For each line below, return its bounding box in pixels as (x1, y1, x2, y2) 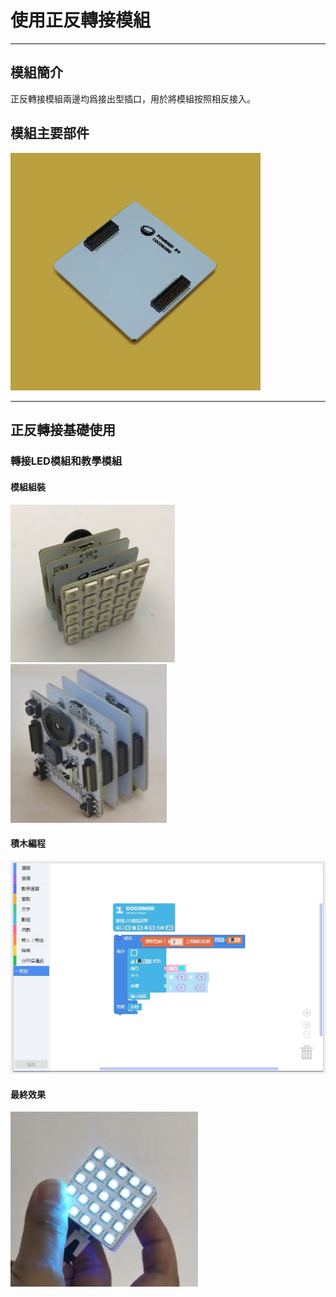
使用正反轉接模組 (10, 9, 152, 32)
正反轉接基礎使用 (10, 422, 116, 439)
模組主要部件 (10, 125, 90, 142)
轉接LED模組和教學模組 (10, 454, 123, 468)
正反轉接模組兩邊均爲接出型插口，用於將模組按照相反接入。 (10, 92, 256, 105)
